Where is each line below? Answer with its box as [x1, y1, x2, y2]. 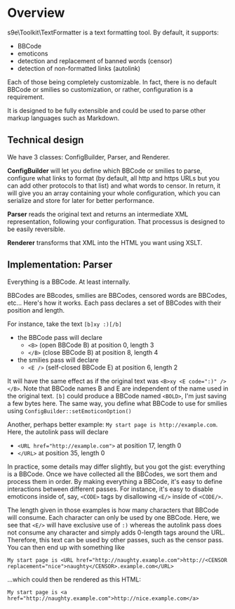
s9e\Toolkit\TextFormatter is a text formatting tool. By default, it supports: [7, 28, 219, 37]
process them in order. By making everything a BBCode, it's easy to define [7, 477, 223, 485]
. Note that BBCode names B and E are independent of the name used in [20, 384, 229, 393]
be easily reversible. [7, 225, 65, 233]
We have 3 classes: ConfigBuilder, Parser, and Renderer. [7, 152, 170, 161]
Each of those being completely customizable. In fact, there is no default [7, 77, 217, 86]
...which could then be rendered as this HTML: [7, 575, 142, 584]
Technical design [7, 134, 84, 146]
